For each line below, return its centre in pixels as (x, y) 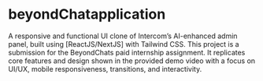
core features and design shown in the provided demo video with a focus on (132, 61)
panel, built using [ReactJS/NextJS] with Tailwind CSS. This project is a (124, 44)
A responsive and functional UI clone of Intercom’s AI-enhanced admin (123, 36)
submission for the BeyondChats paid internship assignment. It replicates (127, 52)
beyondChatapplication (87, 14)
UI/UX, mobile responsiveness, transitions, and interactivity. (105, 69)
